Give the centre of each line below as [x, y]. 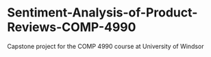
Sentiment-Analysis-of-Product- [102, 13]
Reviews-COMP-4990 [72, 27]
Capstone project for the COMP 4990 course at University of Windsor [105, 46]
